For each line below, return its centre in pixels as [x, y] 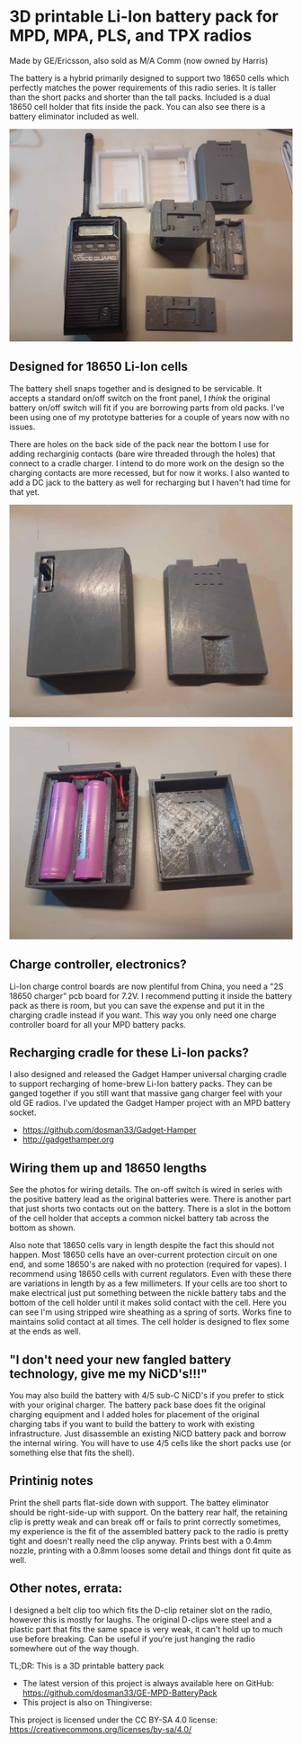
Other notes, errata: [66, 1589]
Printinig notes [52, 1481]
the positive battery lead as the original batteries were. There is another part [151, 1200]
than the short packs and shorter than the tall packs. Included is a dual [140, 97]
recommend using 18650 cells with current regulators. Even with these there [151, 1274]
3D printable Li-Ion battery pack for [144, 17]
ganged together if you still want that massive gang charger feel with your [146, 1093]
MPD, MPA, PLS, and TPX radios [131, 36]
